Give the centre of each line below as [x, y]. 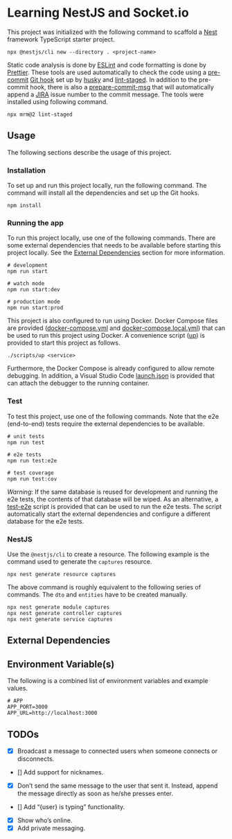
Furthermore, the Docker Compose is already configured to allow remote [111, 368]
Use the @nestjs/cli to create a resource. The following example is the [108, 554]
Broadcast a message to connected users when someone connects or [117, 751]
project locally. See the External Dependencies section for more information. [116, 253]
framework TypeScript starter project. [61, 39]
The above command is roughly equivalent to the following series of [104, 587]
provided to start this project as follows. [64, 343]
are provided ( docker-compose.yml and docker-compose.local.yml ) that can [116, 328]
